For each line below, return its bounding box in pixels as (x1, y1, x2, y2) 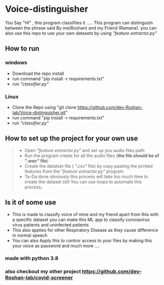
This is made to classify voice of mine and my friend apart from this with (12, 211, 159, 217)
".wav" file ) (24, 158, 49, 163)
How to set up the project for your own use (5, 134, 138, 143)
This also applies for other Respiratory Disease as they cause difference (12, 227, 158, 233)
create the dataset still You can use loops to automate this (24, 179, 142, 185)
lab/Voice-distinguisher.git (12, 109, 66, 115)
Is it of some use (5, 198, 56, 207)
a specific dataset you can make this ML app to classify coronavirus (12, 217, 150, 222)
